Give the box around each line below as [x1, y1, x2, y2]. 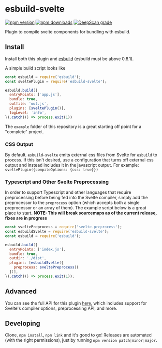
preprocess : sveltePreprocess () [14, 265, 79, 270]
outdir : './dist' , [9, 256, 47, 261]
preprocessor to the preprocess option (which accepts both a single [5, 200, 140, 206]
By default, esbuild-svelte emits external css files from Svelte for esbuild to [5, 152, 158, 158]
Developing [5, 319, 40, 328]
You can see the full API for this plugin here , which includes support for [5, 300, 147, 306]
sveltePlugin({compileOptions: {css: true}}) [5, 167, 98, 172]
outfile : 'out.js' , [9, 101, 49, 106]
